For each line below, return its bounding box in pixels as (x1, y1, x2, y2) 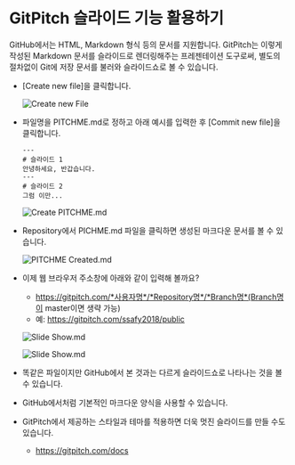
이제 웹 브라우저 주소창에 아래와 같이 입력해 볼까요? (21, 273, 200, 283)
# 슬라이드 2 (21, 182, 64, 191)
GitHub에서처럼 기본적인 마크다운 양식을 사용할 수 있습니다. (21, 397, 228, 408)
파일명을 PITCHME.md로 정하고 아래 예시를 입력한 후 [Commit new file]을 (21, 117, 282, 127)
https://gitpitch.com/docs (35, 445, 129, 455)
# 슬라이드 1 (21, 155, 64, 164)
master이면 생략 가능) (44, 302, 122, 313)
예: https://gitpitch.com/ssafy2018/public (35, 314, 185, 324)
